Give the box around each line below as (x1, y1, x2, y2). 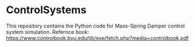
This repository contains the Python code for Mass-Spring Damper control (6, 22, 185, 29)
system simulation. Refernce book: (6, 28, 89, 35)
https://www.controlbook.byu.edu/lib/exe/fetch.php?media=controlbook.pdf (6, 34, 189, 41)
